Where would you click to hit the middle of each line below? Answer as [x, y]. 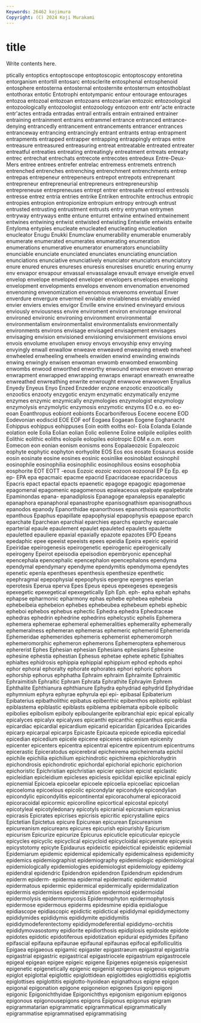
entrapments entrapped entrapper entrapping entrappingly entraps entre [96, 139]
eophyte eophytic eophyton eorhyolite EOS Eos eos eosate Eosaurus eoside [100, 452]
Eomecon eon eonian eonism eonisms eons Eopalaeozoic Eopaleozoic [93, 446]
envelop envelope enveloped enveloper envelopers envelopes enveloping [97, 279]
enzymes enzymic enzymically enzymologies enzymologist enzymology [95, 401]
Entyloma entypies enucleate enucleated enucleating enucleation [87, 228]
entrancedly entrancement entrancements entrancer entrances [105, 126]
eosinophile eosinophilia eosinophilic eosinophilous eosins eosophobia [93, 465]
